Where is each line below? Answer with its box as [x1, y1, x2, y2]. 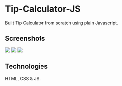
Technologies [5, 62, 48, 71]
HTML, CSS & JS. [5, 75, 41, 81]
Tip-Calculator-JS [5, 3, 81, 15]
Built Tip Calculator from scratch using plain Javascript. [5, 20, 118, 26]
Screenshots [5, 34, 45, 43]
